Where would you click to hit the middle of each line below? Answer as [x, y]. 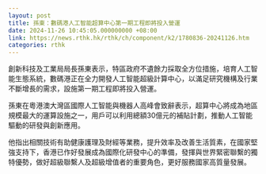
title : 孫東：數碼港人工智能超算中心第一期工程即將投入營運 [94, 23]
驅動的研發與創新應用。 [46, 126]
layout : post [30, 15]
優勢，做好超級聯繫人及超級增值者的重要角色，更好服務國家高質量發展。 [133, 162]
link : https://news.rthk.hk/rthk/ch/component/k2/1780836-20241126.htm [129, 38]
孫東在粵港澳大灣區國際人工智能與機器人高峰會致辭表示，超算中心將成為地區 [133, 106]
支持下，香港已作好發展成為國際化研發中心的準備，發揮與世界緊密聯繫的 [133, 153]
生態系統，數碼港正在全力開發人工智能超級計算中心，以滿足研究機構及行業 [136, 79]
